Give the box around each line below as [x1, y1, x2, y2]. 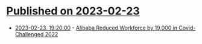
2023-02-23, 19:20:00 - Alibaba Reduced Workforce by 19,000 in [14, 24, 178, 31]
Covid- [178, 24, 196, 31]
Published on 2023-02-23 [6, 4, 140, 18]
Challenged [14, 30, 44, 37]
